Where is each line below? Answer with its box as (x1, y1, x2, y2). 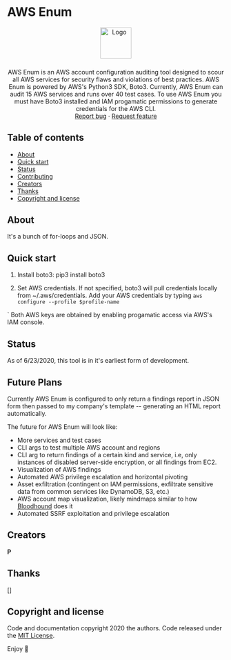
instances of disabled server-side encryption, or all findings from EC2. (17, 458, 217, 466)
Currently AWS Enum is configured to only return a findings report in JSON (7, 394, 219, 403)
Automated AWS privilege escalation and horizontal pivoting (17, 472, 188, 481)
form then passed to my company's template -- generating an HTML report (7, 401, 221, 410)
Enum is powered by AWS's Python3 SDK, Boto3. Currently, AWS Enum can (8, 82, 223, 90)
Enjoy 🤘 (7, 645, 29, 653)
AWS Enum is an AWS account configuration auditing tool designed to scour (8, 68, 224, 76)
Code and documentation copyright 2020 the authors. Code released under (7, 624, 223, 632)
